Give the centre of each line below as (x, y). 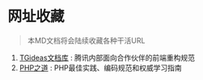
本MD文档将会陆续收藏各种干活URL (86, 40)
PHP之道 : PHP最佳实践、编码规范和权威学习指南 (101, 67)
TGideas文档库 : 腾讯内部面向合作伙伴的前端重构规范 (107, 57)
